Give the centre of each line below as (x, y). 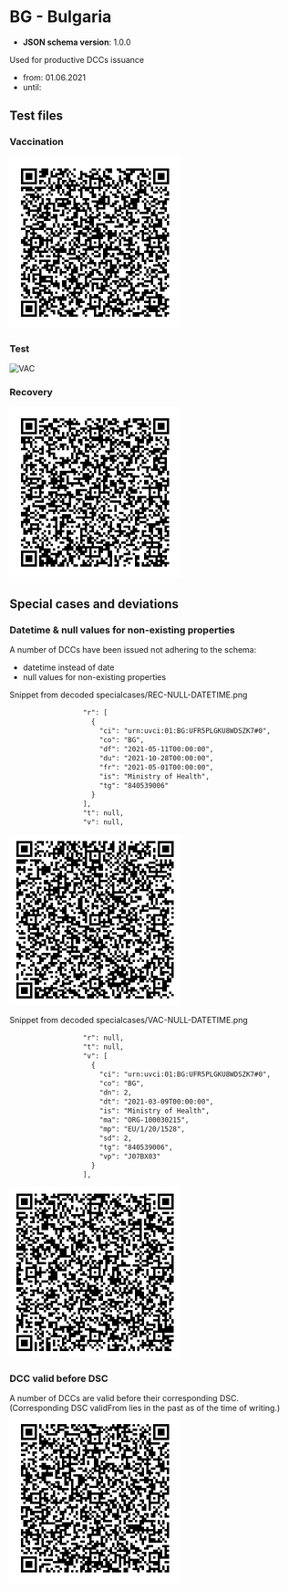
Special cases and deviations (94, 604)
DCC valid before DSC (59, 1378)
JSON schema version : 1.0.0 (77, 42)
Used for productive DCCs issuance (77, 59)
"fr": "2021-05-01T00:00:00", (156, 767)
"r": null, (103, 1038)
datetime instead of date (68, 667)
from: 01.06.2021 (54, 77)
